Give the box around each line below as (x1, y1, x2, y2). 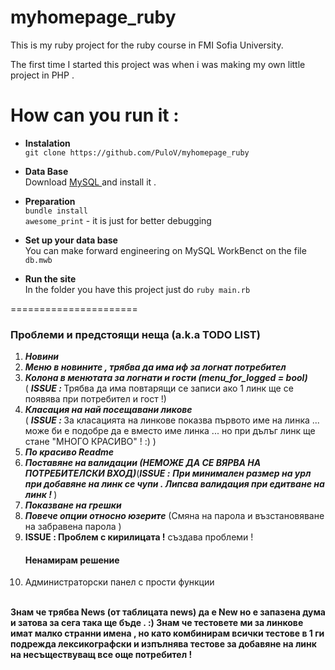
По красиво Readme (24, 446, 115, 458)
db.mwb (24, 255, 53, 265)
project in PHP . (10, 69, 75, 81)
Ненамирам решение (24, 554, 120, 566)
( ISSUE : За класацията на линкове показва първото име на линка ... (24, 414, 320, 426)
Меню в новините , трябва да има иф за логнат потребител (24, 361, 287, 373)
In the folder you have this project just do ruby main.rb (24, 283, 251, 295)
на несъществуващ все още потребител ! (10, 649, 193, 661)
